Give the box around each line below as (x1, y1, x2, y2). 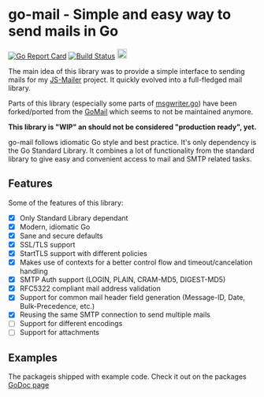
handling (19, 266, 49, 276)
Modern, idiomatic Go (19, 222, 91, 232)
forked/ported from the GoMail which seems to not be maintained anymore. (8, 106, 254, 116)
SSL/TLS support (19, 239, 76, 249)
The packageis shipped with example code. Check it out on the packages (8, 372, 247, 381)
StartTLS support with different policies (19, 249, 147, 258)
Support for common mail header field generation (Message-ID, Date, (19, 293, 246, 302)
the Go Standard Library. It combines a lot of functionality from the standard (8, 146, 255, 155)
